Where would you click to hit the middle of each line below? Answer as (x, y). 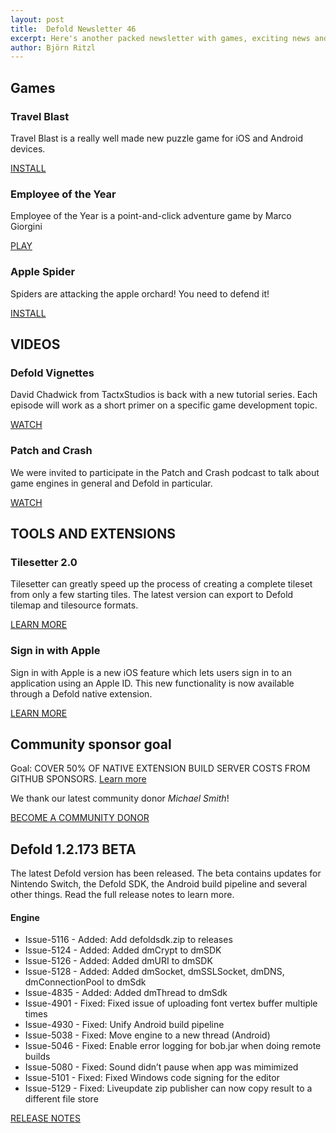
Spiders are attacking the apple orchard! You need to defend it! (140, 293)
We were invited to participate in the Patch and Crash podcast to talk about (165, 472)
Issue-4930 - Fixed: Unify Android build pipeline (124, 1025)
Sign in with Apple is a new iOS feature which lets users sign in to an (151, 672)
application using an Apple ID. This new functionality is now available (152, 683)
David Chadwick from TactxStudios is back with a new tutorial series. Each (164, 395)
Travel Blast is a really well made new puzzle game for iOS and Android (156, 138)
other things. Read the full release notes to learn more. (122, 895)
